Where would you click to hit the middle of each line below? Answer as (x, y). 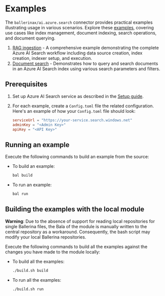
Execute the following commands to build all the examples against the (76, 247)
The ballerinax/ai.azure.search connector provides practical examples (79, 22)
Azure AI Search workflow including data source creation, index (77, 53)
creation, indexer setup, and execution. (52, 58)
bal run (20, 194)
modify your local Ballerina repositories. (46, 237)
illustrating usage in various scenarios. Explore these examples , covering (80, 27)
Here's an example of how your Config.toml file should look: (74, 111)
